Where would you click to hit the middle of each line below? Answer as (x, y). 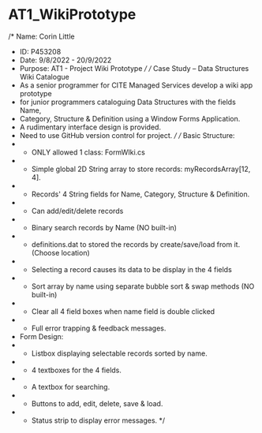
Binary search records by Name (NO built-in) (104, 227)
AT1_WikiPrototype (72, 15)
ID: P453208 (40, 51)
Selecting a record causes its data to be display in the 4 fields (132, 269)
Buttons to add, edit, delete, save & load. (97, 403)
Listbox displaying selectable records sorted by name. (119, 353)
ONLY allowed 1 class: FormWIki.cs (88, 152)
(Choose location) (61, 252)
